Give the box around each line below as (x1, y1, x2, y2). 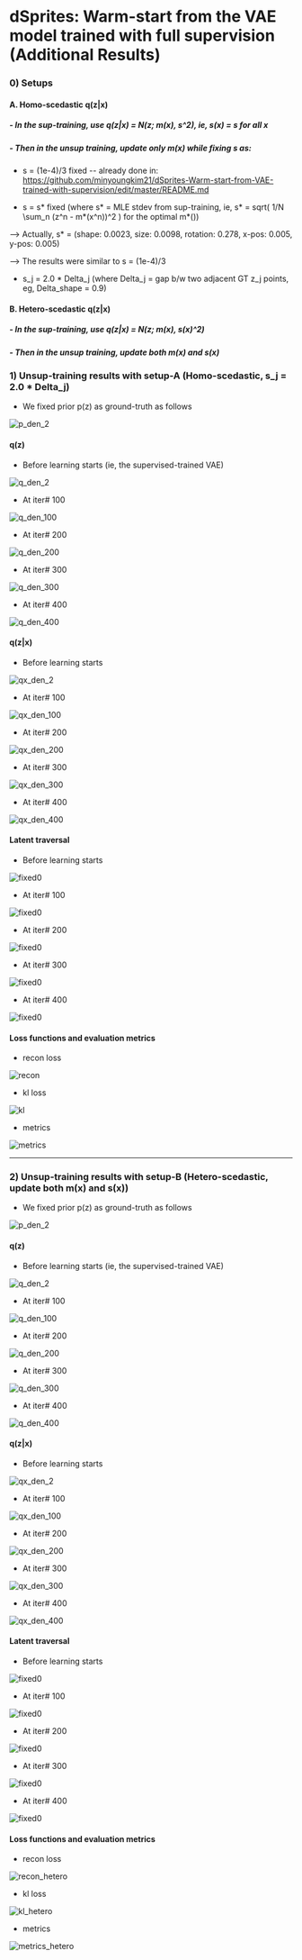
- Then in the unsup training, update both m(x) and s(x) (9, 347, 220, 358)
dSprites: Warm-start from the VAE (9, 6, 277, 27)
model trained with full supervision (9, 25, 276, 46)
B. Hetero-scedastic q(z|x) (9, 304, 111, 314)
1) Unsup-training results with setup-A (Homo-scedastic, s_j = (9, 369, 288, 382)
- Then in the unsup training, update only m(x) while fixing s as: (9, 142, 252, 153)
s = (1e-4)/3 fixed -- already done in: (22, 165, 159, 177)
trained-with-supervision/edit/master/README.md (22, 185, 209, 195)
